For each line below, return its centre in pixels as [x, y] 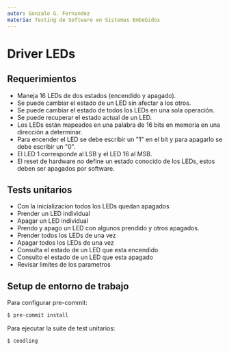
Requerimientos [42, 79]
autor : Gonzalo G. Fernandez [49, 13]
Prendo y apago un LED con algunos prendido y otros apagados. [108, 228]
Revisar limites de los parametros [64, 265]
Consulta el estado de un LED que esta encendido [87, 250]
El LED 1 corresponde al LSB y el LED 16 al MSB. [84, 154]
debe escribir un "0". [46, 146]
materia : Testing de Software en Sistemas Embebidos [84, 20]
